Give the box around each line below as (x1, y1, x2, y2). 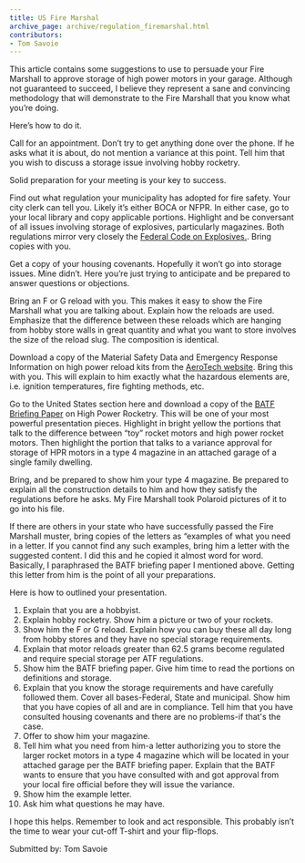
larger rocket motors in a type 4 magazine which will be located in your (22, 750, 290, 761)
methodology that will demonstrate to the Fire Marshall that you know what (9, 93, 290, 104)
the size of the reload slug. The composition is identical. (9, 334, 219, 345)
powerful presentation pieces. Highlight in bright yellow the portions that (9, 418, 281, 429)
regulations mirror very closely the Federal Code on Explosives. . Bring (9, 231, 271, 242)
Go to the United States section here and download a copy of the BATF (9, 398, 275, 410)
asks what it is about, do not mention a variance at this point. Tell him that (9, 148, 285, 159)
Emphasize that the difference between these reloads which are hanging (9, 315, 282, 326)
